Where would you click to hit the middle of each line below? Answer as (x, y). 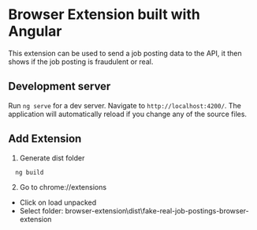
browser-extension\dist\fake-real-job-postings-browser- (157, 211)
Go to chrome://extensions (63, 187)
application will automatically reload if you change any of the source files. (127, 114)
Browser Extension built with (104, 15)
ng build (30, 172)
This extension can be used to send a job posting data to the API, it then (125, 53)
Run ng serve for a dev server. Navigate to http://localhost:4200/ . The (125, 105)
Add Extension (45, 139)
